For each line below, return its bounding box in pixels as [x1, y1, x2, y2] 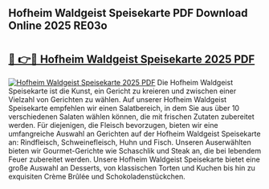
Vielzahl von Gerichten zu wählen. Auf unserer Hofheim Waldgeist [8, 95, 227, 104]
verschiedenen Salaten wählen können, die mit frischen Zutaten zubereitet [8, 112, 255, 121]
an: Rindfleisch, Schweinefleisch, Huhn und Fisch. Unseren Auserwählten [8, 138, 251, 147]
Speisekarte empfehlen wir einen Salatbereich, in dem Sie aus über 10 [8, 104, 239, 113]
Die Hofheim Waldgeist [157, 78, 234, 87]
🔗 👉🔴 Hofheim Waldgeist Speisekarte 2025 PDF [8, 52, 255, 66]
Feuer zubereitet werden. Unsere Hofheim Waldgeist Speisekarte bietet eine [8, 154, 261, 164]
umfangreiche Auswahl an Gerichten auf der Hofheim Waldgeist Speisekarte [8, 129, 261, 138]
